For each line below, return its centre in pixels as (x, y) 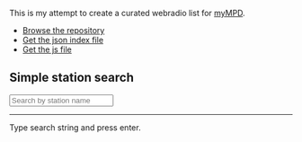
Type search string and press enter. (75, 127)
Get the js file (47, 49)
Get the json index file (63, 40)
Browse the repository (63, 30)
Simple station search (72, 78)
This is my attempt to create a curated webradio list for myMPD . (127, 13)
